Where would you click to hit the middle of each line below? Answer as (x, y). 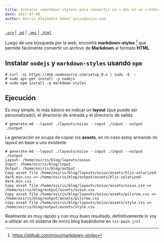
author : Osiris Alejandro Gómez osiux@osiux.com (55, 19)
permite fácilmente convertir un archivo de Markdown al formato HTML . (78, 48)
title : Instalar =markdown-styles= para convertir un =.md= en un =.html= (83, 10)
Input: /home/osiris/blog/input (38, 164)
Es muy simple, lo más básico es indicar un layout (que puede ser (71, 110)
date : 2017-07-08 (23, 14)
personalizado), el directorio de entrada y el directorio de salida (69, 115)
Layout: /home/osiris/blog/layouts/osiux (48, 160)
